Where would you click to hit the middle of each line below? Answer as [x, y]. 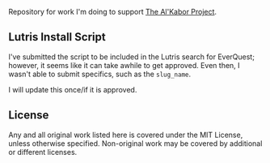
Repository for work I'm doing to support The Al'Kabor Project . [112, 12]
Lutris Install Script [57, 37]
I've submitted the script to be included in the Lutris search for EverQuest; [131, 57]
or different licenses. [43, 152]
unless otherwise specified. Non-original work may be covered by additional [135, 143]
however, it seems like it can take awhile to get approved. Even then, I [124, 65]
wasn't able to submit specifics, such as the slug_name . [100, 74]
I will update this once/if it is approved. [73, 89]
